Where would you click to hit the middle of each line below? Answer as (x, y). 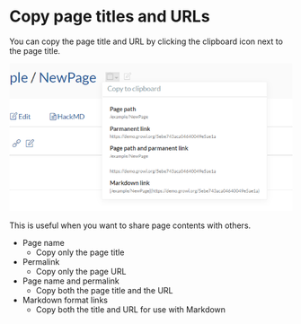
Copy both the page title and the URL (104, 290)
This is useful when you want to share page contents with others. (130, 225)
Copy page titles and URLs (110, 17)
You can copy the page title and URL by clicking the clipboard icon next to (146, 41)
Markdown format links (65, 300)
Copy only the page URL (81, 271)
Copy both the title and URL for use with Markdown (131, 309)
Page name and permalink (71, 281)
